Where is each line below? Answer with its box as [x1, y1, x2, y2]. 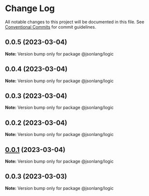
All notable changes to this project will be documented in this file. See [5, 19, 145, 25]
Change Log [5, 3, 55, 14]
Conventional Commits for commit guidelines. [5, 24, 96, 30]
